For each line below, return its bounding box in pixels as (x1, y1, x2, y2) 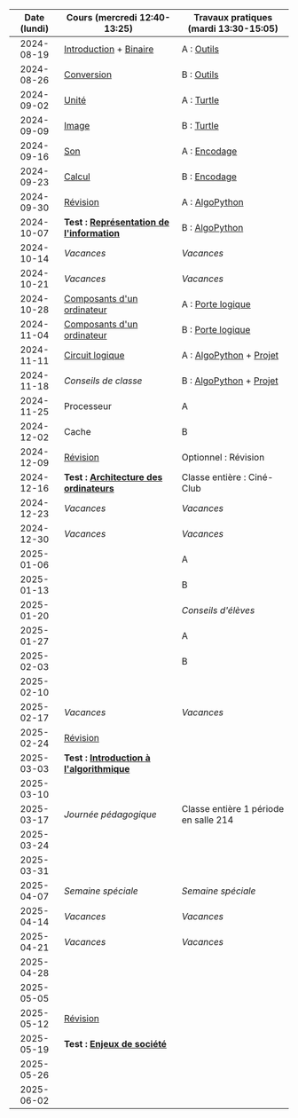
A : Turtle (181, 94, 220, 106)
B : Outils (181, 68, 219, 81)
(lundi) (20, 22, 49, 35)
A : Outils (181, 43, 220, 55)
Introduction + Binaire (63, 43, 154, 55)
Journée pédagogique (63, 808, 157, 820)
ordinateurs (63, 483, 114, 494)
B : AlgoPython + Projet (181, 374, 278, 387)
